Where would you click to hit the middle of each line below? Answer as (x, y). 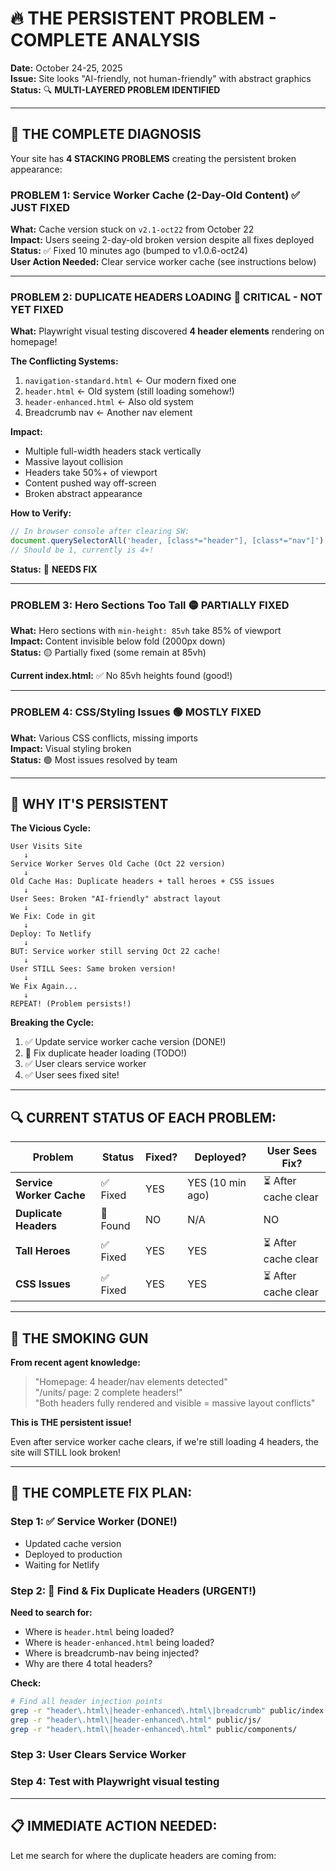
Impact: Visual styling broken (71, 748)
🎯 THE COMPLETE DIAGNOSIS (106, 134)
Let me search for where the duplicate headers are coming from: (143, 1855)
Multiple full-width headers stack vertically (113, 451)
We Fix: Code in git (53, 917)
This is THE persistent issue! (71, 1422)
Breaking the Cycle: (52, 1023)
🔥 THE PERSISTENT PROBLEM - (143, 18)
